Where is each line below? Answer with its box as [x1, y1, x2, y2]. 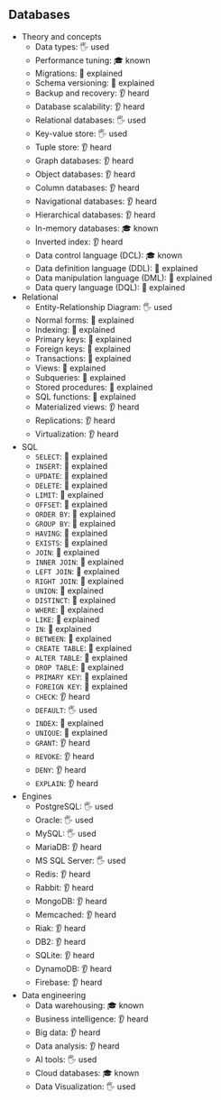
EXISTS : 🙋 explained [34, 536, 108, 548]
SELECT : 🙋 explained [34, 451, 108, 462]
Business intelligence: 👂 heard [34, 1013, 149, 1024]
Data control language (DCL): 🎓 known [34, 250, 182, 261]
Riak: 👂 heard [34, 922, 87, 933]
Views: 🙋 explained [34, 362, 106, 373]
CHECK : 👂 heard [34, 691, 91, 701]
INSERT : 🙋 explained [34, 460, 108, 472]
